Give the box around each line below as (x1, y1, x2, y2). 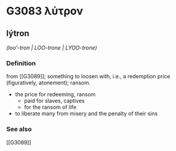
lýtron (6, 28, 30, 39)
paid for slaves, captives (24, 97, 85, 105)
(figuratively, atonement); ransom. (6, 79, 91, 87)
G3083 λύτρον (6, 4, 83, 18)
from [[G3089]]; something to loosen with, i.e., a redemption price (6, 73, 171, 80)
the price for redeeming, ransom (14, 91, 96, 98)
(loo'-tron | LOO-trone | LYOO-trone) (6, 44, 98, 51)
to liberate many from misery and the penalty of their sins (14, 110, 158, 117)
